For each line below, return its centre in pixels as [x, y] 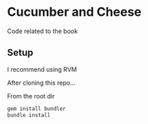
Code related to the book [42, 31]
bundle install [29, 115]
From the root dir [31, 96]
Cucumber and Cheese [74, 12]
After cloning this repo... [41, 83]
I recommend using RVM [42, 69]
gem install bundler [37, 108]
